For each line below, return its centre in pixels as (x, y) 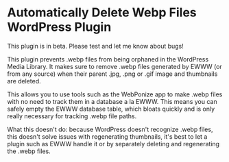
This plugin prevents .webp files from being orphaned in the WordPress (108, 59)
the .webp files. (29, 151)
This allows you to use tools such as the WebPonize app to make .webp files (115, 94)
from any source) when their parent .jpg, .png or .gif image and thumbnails (112, 74)
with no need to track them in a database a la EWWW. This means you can (112, 101)
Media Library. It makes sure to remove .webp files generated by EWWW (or (115, 66)
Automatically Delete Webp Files (102, 13)
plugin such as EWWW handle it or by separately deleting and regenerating (113, 144)
